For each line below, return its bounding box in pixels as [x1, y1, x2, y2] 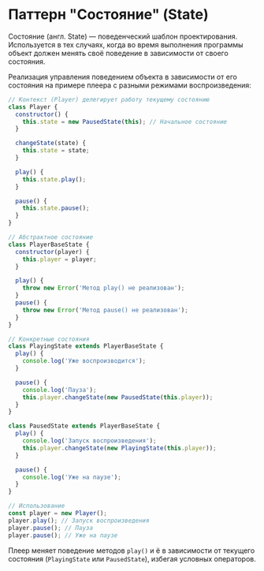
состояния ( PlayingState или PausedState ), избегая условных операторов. [8, 554, 256, 563]
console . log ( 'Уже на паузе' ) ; [22, 473, 122, 481]
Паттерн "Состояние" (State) [8, 6, 209, 24]
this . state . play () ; [22, 175, 87, 183]
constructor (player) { [15, 248, 90, 256]
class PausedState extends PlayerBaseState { [8, 422, 160, 431]
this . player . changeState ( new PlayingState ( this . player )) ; [22, 444, 217, 452]
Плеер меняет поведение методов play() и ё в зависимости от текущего [8, 546, 255, 555]
